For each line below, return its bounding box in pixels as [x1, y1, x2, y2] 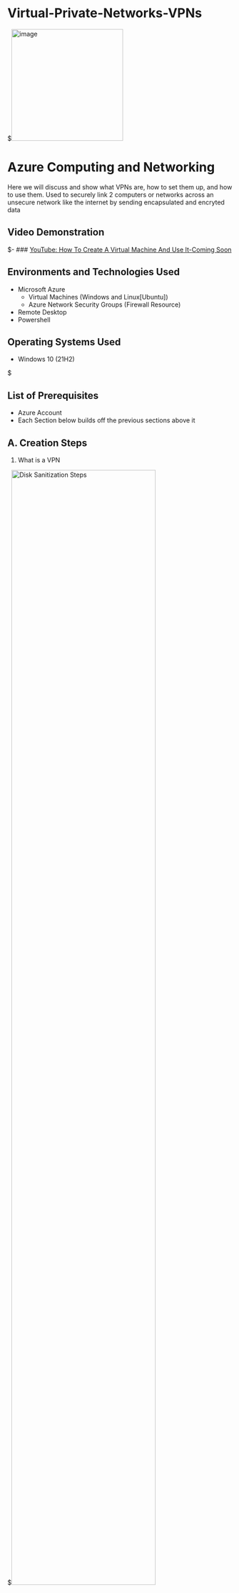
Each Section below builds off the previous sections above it [17, 416, 195, 425]
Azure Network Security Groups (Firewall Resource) [28, 300, 181, 309]
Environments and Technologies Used [7, 266, 180, 278]
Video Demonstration [7, 227, 105, 239]
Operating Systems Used [7, 336, 121, 348]
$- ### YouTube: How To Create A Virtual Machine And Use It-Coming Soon [7, 245, 232, 254]
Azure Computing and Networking [7, 159, 215, 176]
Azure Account [17, 409, 62, 417]
